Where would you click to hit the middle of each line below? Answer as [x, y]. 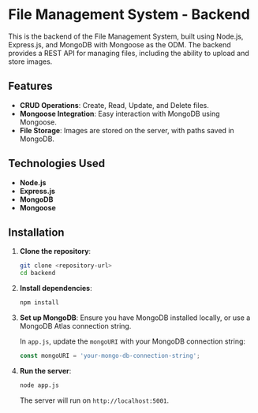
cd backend [37, 273]
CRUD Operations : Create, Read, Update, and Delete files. [114, 105]
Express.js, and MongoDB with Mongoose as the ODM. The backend [120, 44]
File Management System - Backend [129, 15]
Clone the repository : [55, 251]
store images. [30, 61]
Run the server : [45, 370]
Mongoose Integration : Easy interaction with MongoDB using [120, 113]
